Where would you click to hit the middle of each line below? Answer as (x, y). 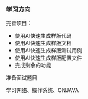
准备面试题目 (22, 78)
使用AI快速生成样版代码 (43, 36)
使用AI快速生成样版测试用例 (48, 51)
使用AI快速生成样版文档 (43, 43)
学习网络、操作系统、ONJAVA (43, 90)
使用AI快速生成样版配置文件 (48, 58)
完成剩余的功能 (33, 65)
